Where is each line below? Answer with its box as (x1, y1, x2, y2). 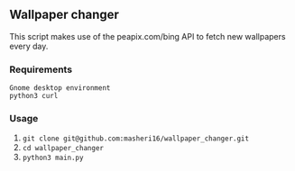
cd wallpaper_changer (22, 144, 104, 153)
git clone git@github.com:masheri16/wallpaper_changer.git (22, 134, 250, 143)
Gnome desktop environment (9, 84, 111, 93)
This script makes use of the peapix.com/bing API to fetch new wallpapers (9, 31, 286, 41)
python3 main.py (22, 153, 84, 163)
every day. (9, 40, 49, 51)
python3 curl (9, 92, 59, 101)
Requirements (9, 63, 73, 76)
